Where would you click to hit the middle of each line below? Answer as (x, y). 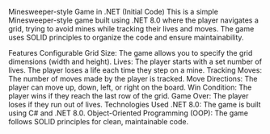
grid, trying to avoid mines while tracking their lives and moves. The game (131, 29)
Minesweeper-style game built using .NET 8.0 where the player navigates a (133, 20)
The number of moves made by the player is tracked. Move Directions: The (133, 79)
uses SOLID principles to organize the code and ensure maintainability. (126, 37)
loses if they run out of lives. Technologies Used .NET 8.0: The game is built (135, 105)
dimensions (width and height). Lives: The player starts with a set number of (135, 61)
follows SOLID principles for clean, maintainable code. (98, 121)
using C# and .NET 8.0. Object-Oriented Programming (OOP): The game (129, 113)
